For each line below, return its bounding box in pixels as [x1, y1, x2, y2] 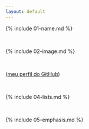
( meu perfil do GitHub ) [5, 70, 60, 77]
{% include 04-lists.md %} [5, 93, 70, 100]
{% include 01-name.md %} [5, 25, 73, 32]
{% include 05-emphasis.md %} [5, 116, 84, 123]
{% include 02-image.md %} [5, 48, 75, 55]
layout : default [5, 8, 45, 15]
